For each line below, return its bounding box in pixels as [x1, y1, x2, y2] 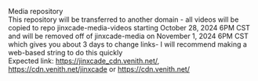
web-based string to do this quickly [8, 48, 123, 57]
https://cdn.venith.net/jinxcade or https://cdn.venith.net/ [8, 65, 191, 73]
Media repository [8, 7, 64, 16]
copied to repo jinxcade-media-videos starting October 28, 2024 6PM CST [8, 23, 251, 32]
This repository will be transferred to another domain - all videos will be [8, 15, 239, 24]
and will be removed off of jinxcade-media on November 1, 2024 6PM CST [8, 31, 249, 40]
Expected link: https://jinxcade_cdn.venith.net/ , [8, 56, 160, 65]
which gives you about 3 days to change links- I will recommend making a [8, 40, 247, 49]
